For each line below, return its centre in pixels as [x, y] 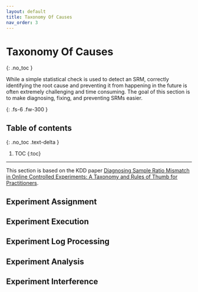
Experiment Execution [48, 221]
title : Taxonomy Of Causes [39, 17]
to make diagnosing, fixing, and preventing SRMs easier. [74, 98]
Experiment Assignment [52, 202]
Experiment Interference [52, 282]
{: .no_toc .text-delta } [33, 142]
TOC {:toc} [28, 154]
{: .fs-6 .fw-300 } [27, 109]
